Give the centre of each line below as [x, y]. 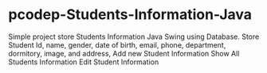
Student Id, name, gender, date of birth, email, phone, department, [117, 44]
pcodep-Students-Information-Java [130, 15]
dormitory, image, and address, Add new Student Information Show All [124, 53]
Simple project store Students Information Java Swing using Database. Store [134, 36]
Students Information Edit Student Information [84, 62]
